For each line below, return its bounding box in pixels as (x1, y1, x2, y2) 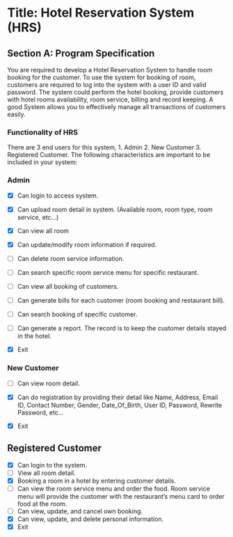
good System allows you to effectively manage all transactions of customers (7, 103, 226, 111)
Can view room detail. (17, 379, 80, 387)
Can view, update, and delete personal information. (17, 515, 164, 523)
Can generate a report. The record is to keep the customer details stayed (17, 324, 227, 332)
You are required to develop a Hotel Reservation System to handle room (7, 66, 213, 74)
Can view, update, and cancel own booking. (17, 506, 143, 515)
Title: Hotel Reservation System (7, 5, 195, 21)
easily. (7, 110, 26, 118)
